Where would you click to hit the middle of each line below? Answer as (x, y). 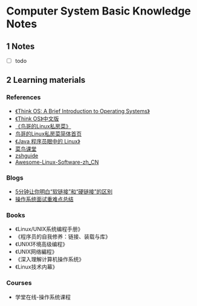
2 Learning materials (46, 80)
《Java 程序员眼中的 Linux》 (47, 141)
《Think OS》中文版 (37, 119)
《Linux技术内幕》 (36, 267)
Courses (19, 283)
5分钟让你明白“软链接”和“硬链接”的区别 (64, 192)
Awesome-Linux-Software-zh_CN (57, 162)
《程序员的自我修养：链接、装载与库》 (63, 236)
